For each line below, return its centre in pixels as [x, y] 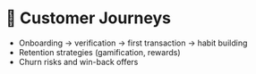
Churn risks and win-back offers [78, 62]
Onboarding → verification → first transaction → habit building [133, 43]
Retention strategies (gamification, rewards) [99, 52]
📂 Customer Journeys [88, 18]
